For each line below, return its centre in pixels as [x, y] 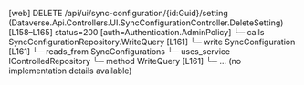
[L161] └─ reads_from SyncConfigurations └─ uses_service [120, 52]
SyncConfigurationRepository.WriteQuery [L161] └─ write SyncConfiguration [152, 42]
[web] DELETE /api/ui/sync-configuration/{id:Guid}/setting [119, 13]
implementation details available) [70, 71]
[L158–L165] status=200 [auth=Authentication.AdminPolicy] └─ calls [136, 32]
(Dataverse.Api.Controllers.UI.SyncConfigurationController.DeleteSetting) [146, 23]
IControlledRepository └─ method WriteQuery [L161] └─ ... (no [125, 61]
